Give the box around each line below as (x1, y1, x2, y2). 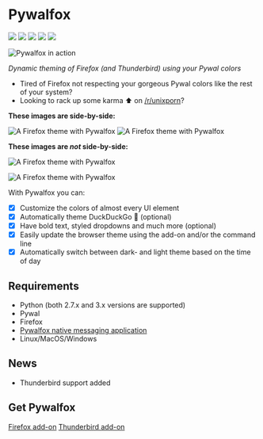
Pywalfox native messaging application (19, 326, 147, 335)
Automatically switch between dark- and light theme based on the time (19, 247, 251, 257)
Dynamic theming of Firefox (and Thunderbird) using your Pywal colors (8, 63, 242, 73)
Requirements (8, 279, 79, 292)
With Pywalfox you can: (8, 188, 86, 197)
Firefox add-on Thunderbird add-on (8, 422, 125, 431)
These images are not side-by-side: (8, 141, 128, 151)
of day (19, 256, 41, 266)
